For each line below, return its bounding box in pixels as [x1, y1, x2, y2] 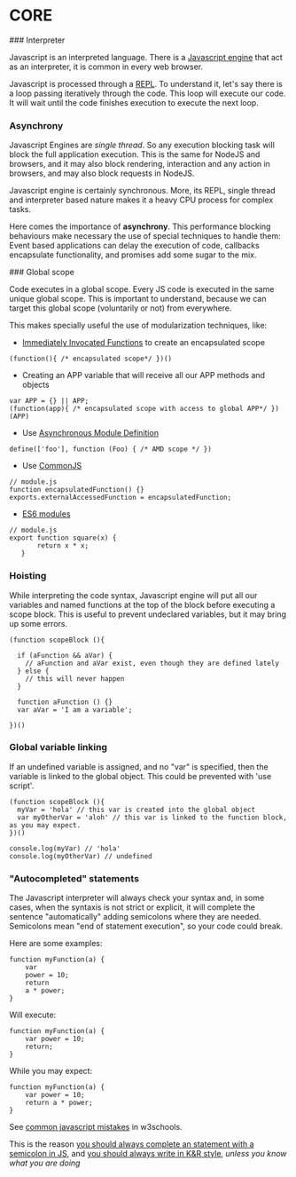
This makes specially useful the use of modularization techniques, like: [9, 320, 268, 331]
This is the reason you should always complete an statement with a [9, 1139, 254, 1149]
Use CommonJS [21, 461, 82, 471]
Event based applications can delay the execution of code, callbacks [9, 241, 260, 251]
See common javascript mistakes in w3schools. [9, 1122, 183, 1133]
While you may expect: [9, 1066, 93, 1077]
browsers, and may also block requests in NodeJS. [9, 168, 195, 178]
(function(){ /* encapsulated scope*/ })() [9, 354, 173, 364]
